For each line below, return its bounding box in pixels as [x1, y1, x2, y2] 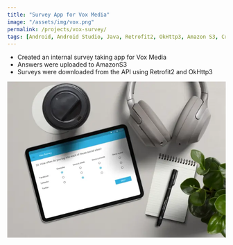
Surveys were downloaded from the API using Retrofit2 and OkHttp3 [17, 68, 213, 76]
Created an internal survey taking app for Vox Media [17, 53, 167, 62]
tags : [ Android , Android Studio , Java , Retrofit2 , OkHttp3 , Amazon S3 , [7, 33, 218, 40]
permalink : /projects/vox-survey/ [7, 26, 107, 33]
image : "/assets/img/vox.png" [7, 18, 95, 26]
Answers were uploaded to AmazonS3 [17, 60, 127, 69]
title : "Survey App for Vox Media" [7, 11, 110, 18]
